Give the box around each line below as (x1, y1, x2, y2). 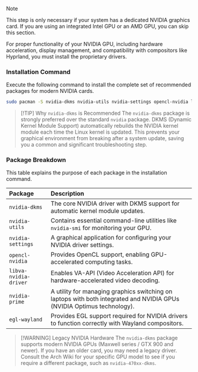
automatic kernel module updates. (51, 207, 146, 215)
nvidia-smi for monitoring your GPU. (51, 224, 152, 232)
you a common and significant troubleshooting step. (20, 141, 147, 148)
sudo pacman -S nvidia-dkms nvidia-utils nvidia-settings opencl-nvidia (6, 99, 189, 105)
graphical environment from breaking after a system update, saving (20, 135, 184, 142)
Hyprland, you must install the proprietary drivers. (6, 53, 127, 60)
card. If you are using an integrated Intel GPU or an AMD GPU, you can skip (6, 23, 189, 30)
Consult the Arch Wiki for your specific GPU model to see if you (20, 353, 176, 360)
